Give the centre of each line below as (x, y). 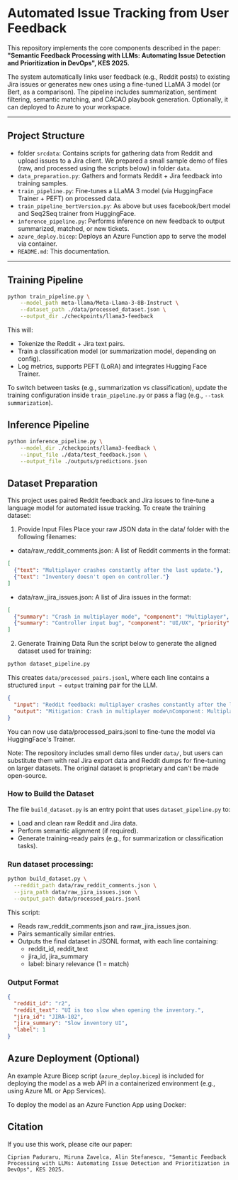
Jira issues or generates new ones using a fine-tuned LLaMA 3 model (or (114, 84)
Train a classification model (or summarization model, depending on (117, 351)
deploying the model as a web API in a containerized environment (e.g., (112, 1083)
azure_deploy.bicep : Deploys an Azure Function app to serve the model (122, 236)
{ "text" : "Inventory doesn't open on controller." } (92, 577)
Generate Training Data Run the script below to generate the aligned (117, 644)
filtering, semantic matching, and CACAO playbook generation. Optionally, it (118, 99)
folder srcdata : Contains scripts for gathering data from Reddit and (115, 153)
